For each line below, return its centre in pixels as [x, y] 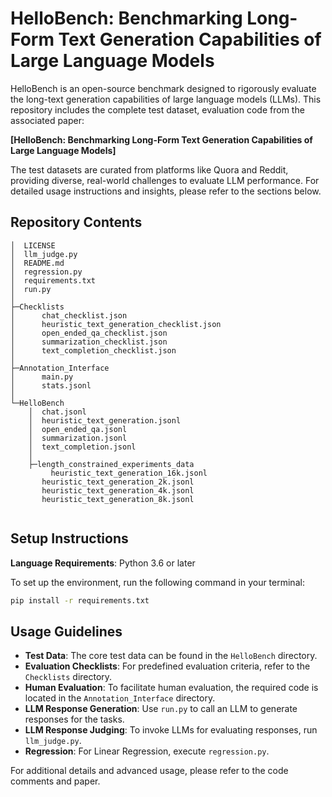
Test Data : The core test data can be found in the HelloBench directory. [171, 656]
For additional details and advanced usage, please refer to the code [149, 771]
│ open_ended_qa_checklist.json [89, 333]
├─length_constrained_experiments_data [111, 464]
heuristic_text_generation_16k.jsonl [129, 473]
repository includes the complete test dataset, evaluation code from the [157, 109]
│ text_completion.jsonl [82, 447]
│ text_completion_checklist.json [93, 350]
